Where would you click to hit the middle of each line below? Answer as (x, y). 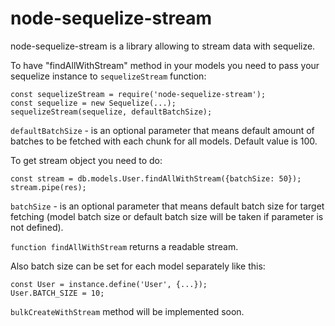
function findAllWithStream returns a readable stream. (124, 246)
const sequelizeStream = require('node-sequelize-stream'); (138, 94)
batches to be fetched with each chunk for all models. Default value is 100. (164, 141)
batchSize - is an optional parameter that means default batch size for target (167, 206)
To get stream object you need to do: (86, 160)
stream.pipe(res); (48, 187)
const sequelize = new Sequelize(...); (93, 103)
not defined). (37, 227)
